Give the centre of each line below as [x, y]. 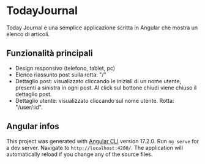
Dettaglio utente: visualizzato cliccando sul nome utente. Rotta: [95, 100]
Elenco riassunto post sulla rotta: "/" [61, 75]
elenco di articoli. [28, 34]
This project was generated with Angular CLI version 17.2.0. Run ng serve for [103, 141]
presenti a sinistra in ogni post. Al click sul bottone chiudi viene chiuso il [106, 88]
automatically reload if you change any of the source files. [80, 154]
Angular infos [33, 126]
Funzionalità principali [50, 54]
